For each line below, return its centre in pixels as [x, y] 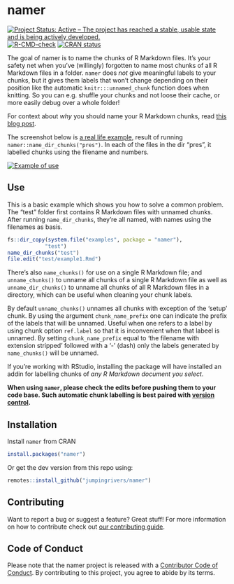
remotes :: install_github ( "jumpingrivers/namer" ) [79, 480]
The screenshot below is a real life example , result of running [95, 137]
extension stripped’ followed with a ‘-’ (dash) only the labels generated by [113, 346]
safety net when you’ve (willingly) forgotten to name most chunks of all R [112, 65]
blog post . [22, 123]
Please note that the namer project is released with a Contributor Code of [113, 565]
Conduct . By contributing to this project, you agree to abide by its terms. [111, 573]
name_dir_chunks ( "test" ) [43, 253]
